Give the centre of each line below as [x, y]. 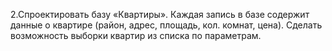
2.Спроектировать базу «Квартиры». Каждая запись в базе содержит [160, 14]
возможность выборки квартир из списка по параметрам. [136, 35]
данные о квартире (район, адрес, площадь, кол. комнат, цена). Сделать [166, 25]
